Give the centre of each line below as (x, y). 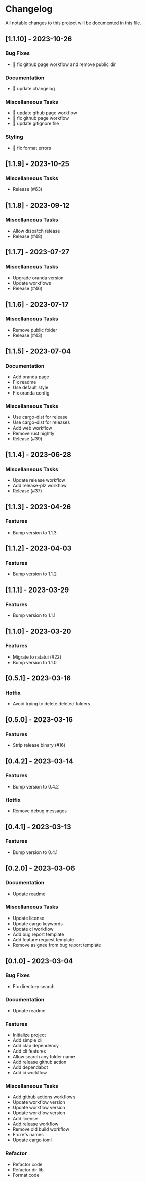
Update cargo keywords (38, 923)
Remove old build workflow (41, 1129)
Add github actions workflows (44, 1097)
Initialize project (29, 1035)
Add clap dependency (36, 1046)
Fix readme (24, 382)
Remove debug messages (40, 811)
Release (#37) (27, 491)
